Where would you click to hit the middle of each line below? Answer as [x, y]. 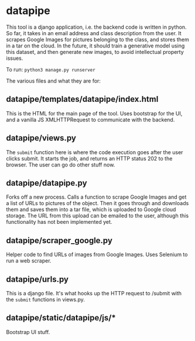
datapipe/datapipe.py [47, 183]
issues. [15, 58]
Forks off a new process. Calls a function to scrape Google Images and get [96, 197]
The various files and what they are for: [54, 81]
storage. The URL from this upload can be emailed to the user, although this [97, 216]
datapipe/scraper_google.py [59, 241]
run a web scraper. [29, 261]
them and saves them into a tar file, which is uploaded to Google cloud [91, 210]
